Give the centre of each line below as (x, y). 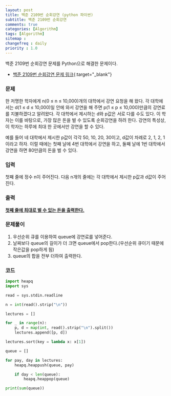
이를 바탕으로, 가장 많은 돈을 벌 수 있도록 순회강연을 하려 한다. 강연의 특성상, (90, 120)
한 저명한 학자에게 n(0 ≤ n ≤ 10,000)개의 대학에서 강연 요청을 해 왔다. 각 (77, 101)
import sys (17, 286)
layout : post (19, 10)
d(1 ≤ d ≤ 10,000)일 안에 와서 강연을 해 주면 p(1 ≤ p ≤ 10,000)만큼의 (83, 107)
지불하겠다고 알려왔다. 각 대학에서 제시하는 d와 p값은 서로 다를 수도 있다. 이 (85, 114)
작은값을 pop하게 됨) (34, 249)
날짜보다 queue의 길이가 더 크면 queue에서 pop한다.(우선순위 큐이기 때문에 (88, 243)
